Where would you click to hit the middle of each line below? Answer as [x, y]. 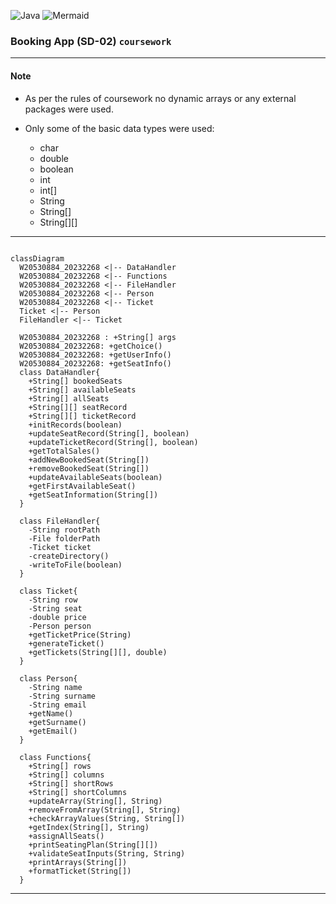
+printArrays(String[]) [78, 862]
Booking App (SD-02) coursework [91, 41]
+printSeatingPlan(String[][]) [93, 845]
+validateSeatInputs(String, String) [107, 853]
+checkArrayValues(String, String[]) [107, 818]
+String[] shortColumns [78, 792]
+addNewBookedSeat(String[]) [89, 460]
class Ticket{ [48, 591]
